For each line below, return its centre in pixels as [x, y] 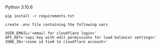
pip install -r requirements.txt [40, 16]
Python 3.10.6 [19, 7]
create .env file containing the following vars [57, 24]
